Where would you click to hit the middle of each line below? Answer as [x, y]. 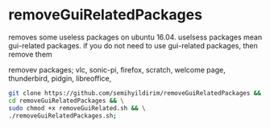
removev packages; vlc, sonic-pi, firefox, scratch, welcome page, [117, 69]
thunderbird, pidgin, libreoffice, [60, 78]
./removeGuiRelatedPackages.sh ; [62, 116]
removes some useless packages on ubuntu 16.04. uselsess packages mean [135, 37]
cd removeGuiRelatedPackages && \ [66, 101]
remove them [30, 54]
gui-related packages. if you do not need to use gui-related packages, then [133, 45]
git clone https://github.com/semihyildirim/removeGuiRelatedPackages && [135, 93]
